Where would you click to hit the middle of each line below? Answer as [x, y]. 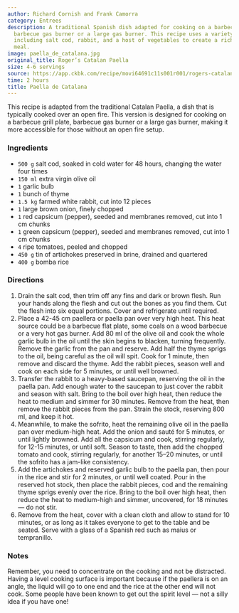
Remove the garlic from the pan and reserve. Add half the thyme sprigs [122, 348]
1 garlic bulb [36, 186]
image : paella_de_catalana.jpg [54, 54]
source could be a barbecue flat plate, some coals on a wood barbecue [122, 326]
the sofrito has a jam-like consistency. [73, 462]
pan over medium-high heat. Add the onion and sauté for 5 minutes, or [121, 432]
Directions [26, 280]
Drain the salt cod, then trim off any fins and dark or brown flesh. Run [119, 295]
